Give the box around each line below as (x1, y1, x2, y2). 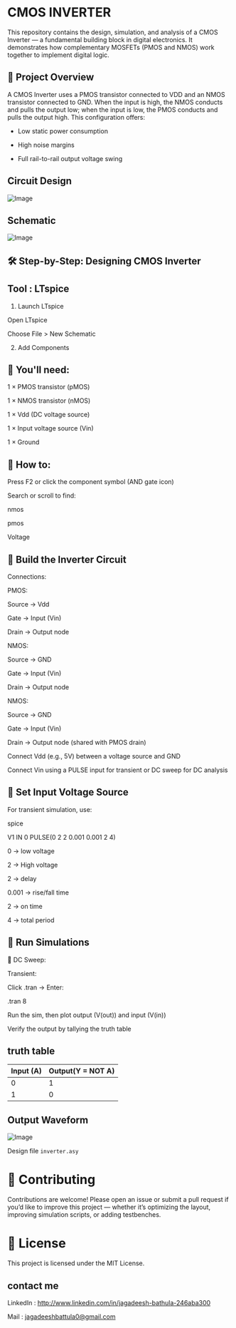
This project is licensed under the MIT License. (7, 1259, 145, 1267)
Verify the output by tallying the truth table (7, 1024, 132, 1033)
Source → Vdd (7, 600, 50, 609)
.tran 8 (7, 997, 27, 1005)
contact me (7, 1280, 59, 1292)
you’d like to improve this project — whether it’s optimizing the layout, (7, 1203, 211, 1212)
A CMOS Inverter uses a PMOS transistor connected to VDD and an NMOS (7, 90, 225, 98)
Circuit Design (7, 175, 73, 187)
